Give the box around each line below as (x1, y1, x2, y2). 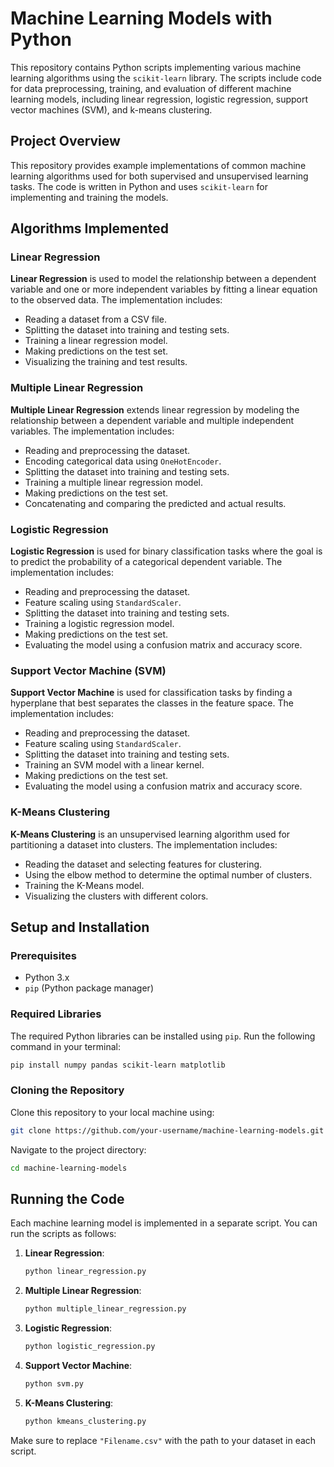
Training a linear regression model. (24, 335, 168, 347)
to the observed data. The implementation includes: (10, 294, 223, 306)
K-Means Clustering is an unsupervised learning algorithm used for (10, 828, 291, 840)
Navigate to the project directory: (10, 1143, 147, 1156)
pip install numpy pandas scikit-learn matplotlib (10, 1060, 226, 1070)
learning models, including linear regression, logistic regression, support (10, 93, 309, 105)
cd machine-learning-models (10, 1163, 128, 1173)
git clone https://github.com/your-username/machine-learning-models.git (10, 1125, 325, 1136)
